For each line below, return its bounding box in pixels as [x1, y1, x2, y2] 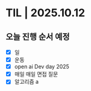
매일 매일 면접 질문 [14, 71, 58, 78]
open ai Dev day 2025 [14, 63, 70, 71]
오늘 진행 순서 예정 [5, 31, 70, 42]
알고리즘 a [14, 78, 39, 86]
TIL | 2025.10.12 [5, 6, 86, 20]
